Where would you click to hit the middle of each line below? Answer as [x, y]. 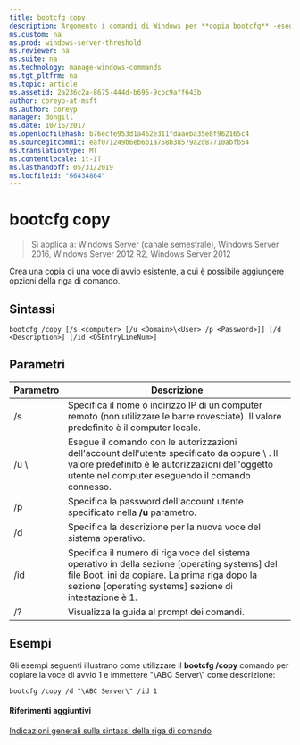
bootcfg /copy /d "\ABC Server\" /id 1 [83, 691]
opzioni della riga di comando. [65, 281]
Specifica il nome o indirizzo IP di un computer [165, 405]
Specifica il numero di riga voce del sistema [159, 553]
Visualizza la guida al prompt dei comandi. [156, 612]
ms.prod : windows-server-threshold [75, 42]
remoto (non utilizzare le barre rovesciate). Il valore [175, 416]
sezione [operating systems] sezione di [150, 586]
